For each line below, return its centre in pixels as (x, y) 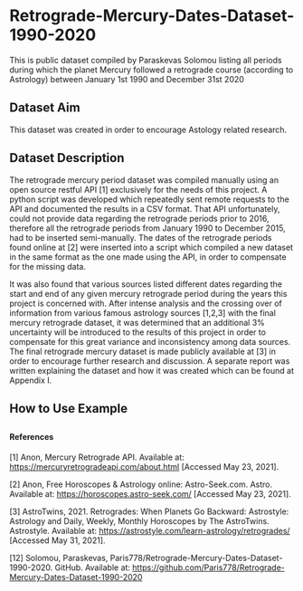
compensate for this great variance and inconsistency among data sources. (150, 341)
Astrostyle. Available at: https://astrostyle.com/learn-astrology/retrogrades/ (150, 530)
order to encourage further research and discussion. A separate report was (150, 361)
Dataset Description (67, 158)
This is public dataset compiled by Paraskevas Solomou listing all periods (146, 60)
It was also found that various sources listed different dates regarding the (146, 284)
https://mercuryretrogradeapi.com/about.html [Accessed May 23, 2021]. (144, 466)
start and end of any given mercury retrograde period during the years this (148, 293)
